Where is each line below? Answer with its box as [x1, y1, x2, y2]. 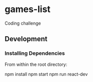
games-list [4, 4, 51, 15]
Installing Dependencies [4, 50, 65, 57]
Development [4, 35, 48, 43]
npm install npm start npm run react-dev [4, 71, 88, 77]
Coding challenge [4, 20, 41, 26]
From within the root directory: [4, 61, 67, 67]
